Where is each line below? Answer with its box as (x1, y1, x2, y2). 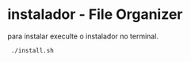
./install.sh (10, 46, 55, 54)
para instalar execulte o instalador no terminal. (7, 31, 159, 41)
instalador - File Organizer (7, 5, 183, 24)
